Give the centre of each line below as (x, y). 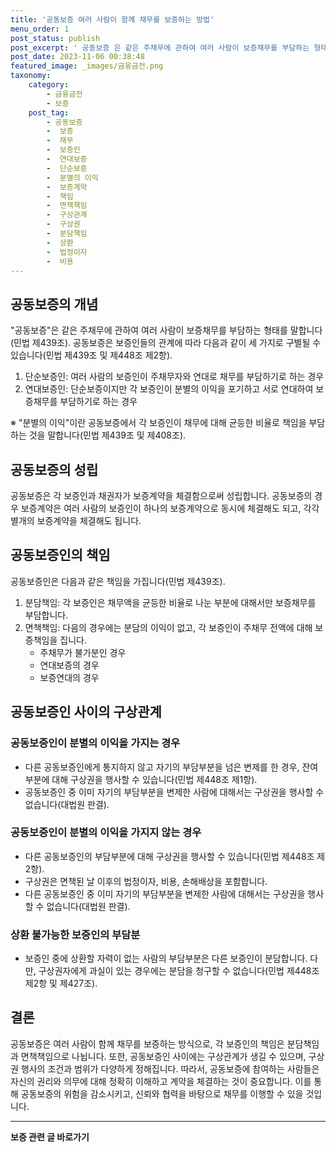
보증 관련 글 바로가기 (50, 1137)
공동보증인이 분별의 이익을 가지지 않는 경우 (106, 833)
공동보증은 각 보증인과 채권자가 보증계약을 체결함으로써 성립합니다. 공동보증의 (161, 495)
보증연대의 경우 (69, 677)
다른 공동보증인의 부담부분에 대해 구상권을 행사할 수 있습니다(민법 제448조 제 (175, 856)
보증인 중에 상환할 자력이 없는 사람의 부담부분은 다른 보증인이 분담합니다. (166, 958)
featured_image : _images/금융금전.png (87, 66)
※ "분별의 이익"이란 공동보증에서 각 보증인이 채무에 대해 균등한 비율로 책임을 (158, 423)
